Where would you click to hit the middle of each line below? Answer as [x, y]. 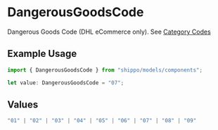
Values [23, 104]
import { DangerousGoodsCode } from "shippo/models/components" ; [105, 70]
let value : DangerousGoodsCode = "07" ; [66, 83]
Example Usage [42, 54]
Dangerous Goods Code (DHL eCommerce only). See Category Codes [109, 32]
